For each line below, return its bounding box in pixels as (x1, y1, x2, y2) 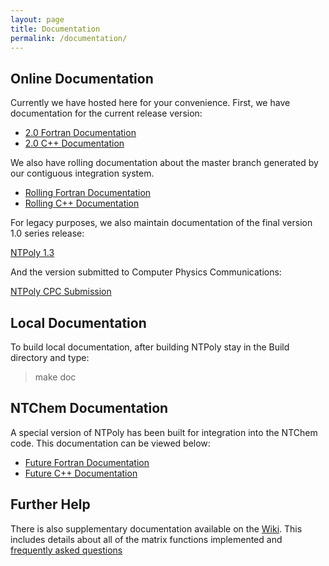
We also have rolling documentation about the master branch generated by (10, 157, 319, 169)
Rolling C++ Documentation (24, 197, 140, 210)
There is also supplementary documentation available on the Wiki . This (10, 522, 303, 535)
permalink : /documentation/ (10, 33, 128, 43)
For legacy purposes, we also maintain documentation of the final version (10, 217, 313, 229)
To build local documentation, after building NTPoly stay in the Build (10, 341, 290, 353)
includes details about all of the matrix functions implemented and (10, 533, 283, 545)
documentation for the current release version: (10, 107, 203, 120)
